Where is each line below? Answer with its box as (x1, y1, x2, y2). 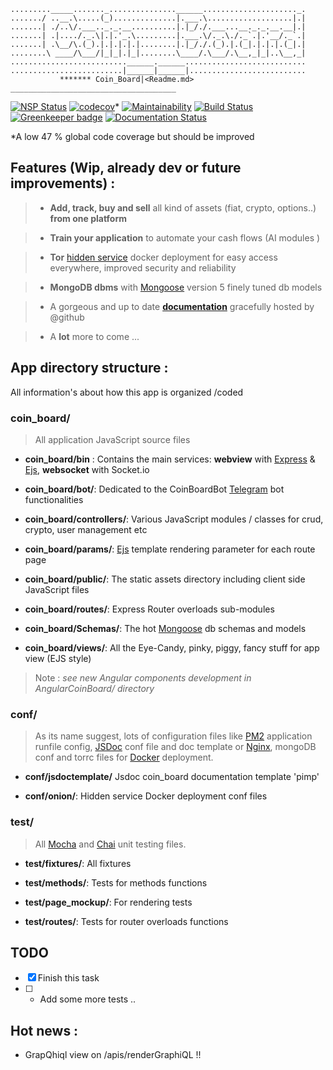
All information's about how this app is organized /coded (10, 386, 244, 398)
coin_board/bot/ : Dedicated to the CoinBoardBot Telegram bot (24, 483, 285, 495)
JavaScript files (24, 583, 90, 595)
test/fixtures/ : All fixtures (24, 857, 132, 869)
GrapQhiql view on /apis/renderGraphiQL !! (24, 1049, 202, 1061)
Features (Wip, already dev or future (10, 160, 242, 177)
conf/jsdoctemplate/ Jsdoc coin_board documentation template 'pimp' (24, 771, 320, 783)
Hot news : (10, 1022, 79, 1039)
